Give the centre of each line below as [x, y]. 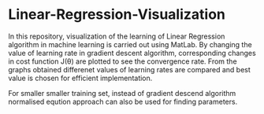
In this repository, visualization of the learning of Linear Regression [117, 36]
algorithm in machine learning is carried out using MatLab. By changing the [130, 44]
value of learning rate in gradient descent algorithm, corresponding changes [132, 53]
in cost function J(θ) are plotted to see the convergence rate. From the [123, 61]
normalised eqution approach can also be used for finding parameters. [123, 101]
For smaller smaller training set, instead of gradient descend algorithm [122, 93]
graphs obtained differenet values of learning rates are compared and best [129, 69]
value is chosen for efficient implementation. [80, 78]
